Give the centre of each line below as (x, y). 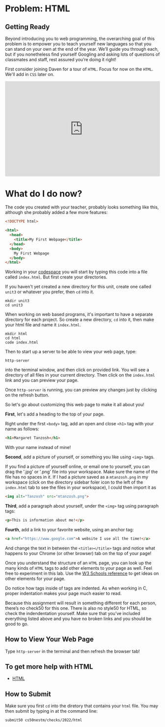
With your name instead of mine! (38, 448)
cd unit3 (14, 305)
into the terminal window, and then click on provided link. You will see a (77, 370)
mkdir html (16, 334)
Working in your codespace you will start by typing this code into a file (76, 272)
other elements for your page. (35, 578)
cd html (13, 338)
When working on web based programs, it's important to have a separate (79, 314)
